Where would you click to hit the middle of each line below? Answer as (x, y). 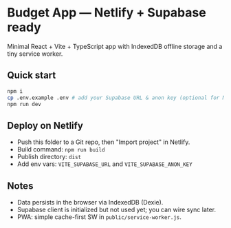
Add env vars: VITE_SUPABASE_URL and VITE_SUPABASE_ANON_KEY (104, 164)
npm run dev (24, 104)
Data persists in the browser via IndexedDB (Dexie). (90, 202)
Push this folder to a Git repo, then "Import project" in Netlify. (103, 142)
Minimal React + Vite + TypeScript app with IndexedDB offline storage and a (115, 46)
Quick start (32, 75)
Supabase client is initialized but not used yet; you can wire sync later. (117, 209)
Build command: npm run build (61, 149)
